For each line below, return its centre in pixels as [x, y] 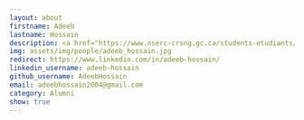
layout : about [36, 18]
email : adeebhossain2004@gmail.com [76, 85]
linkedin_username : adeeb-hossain [75, 69]
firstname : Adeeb [42, 26]
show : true [30, 102]
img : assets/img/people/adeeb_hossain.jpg [90, 51]
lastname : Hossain [44, 34]
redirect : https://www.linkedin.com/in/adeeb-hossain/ [115, 60]
